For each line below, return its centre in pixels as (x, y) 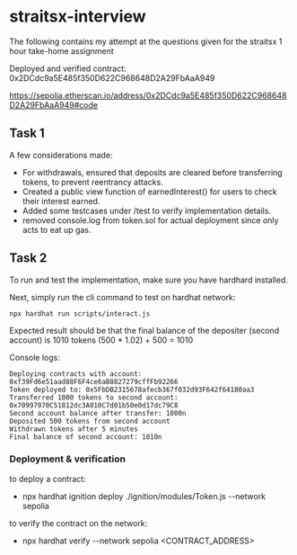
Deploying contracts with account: (76, 374)
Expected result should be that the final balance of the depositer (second (144, 330)
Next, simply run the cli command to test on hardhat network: (122, 297)
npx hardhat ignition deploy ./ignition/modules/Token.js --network (144, 496)
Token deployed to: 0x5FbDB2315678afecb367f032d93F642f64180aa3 (132, 389)
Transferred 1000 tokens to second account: (94, 398)
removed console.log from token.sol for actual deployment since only (150, 220)
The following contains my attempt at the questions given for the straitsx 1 (146, 41)
